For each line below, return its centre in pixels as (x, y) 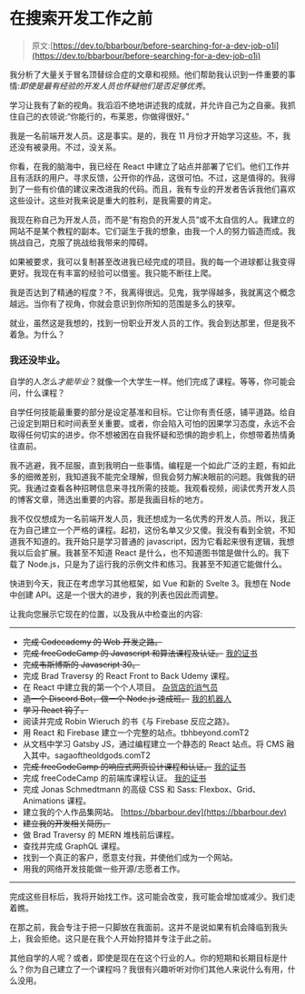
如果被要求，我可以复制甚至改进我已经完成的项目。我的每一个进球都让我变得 (152, 261)
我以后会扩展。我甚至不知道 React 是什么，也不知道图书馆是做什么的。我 (146, 553)
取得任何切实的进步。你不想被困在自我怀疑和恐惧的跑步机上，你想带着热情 (148, 435)
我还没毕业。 (38, 359)
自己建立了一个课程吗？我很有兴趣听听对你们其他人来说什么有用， (164, 969)
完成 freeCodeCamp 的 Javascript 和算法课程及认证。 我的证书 (140, 654)
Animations (44, 801)
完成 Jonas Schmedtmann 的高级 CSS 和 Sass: (110, 790)
